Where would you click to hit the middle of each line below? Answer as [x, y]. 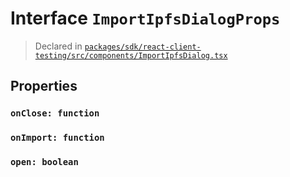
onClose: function [55, 113]
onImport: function [57, 138]
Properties [44, 86]
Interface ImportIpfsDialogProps [145, 18]
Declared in [58, 46]
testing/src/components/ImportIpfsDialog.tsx [131, 55]
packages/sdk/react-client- [143, 47]
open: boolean [44, 162]
